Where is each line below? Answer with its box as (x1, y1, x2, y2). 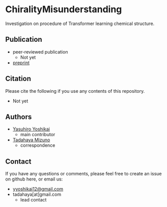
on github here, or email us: (5, 176, 63, 182)
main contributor (20, 132, 55, 138)
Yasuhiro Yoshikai (12, 126, 50, 132)
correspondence (20, 142, 55, 148)
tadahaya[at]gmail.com (12, 191, 62, 197)
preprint (12, 60, 30, 66)
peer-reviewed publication (12, 48, 68, 55)
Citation (5, 74, 32, 83)
